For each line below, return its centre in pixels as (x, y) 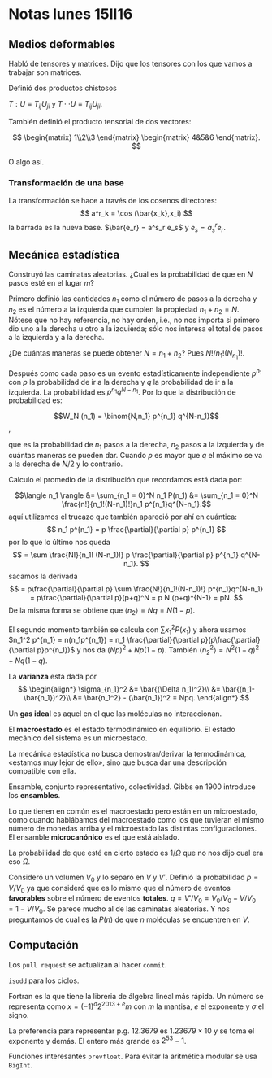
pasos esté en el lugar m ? (52, 283)
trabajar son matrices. (45, 72)
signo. (19, 1015)
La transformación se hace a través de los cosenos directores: (113, 201)
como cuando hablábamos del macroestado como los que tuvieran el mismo (136, 819)
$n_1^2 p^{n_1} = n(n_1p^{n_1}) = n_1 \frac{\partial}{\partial (104, 640)
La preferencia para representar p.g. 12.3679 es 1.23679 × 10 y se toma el (132, 1031)
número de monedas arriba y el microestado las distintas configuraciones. (133, 828)
